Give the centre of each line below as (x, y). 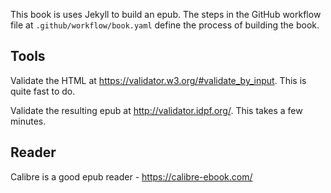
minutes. (28, 121)
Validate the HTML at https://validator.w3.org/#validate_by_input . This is (158, 80)
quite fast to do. (43, 91)
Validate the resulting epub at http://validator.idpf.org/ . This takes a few (156, 110)
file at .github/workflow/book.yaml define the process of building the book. (165, 25)
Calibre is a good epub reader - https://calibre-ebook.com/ (131, 176)
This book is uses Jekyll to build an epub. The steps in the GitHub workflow (166, 14)
